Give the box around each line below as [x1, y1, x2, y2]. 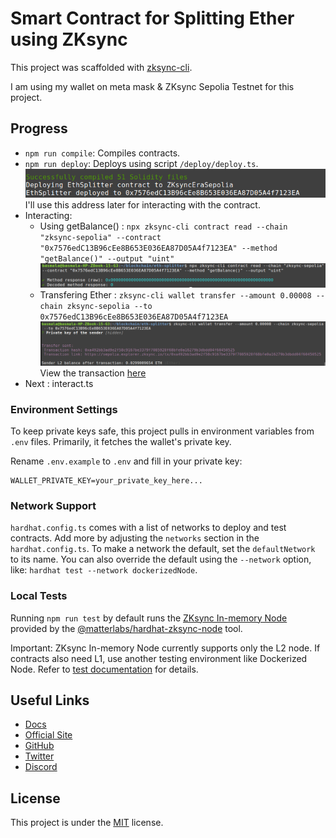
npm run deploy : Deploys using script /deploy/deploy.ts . [24, 157, 259, 169]
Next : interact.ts [24, 377, 94, 389]
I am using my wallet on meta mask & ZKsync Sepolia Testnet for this [10, 80, 295, 92]
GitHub [24, 740, 55, 752]
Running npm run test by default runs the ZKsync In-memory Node [10, 612, 288, 624]
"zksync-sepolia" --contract [39, 232, 162, 242]
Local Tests [10, 589, 68, 603]
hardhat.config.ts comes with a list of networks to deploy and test [10, 522, 287, 534]
